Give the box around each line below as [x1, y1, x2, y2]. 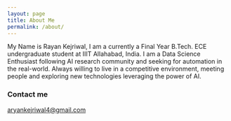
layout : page [7, 10, 46, 17]
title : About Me [7, 17, 55, 24]
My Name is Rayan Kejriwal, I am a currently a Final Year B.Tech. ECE [7, 43, 207, 51]
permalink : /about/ [7, 23, 65, 30]
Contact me [7, 90, 48, 99]
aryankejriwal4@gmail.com [7, 106, 86, 114]
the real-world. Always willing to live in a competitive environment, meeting [7, 64, 225, 73]
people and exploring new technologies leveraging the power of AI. [7, 72, 202, 80]
